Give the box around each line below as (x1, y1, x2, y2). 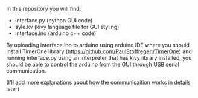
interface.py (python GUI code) (14, 17, 93, 24)
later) (6, 85, 20, 93)
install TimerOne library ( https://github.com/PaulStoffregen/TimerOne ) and (6, 48, 192, 55)
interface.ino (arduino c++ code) (14, 30, 97, 37)
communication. (6, 67, 46, 74)
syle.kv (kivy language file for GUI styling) (14, 24, 120, 30)
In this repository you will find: (6, 5, 81, 12)
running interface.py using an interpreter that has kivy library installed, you (6, 54, 192, 61)
